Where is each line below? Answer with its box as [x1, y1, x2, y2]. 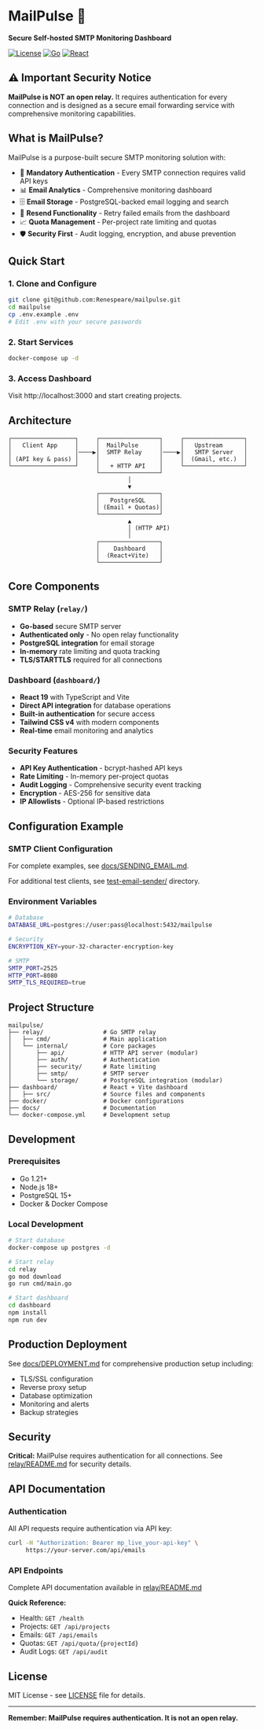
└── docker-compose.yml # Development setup [8, 1111, 170, 1119]
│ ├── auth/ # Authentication [8, 1056, 159, 1064]
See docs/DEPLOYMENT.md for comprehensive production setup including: [8, 1358, 254, 1368]
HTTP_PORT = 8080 [8, 971, 58, 979]
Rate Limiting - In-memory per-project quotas [19, 771, 169, 782]
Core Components [8, 580, 100, 593]
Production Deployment [8, 1338, 127, 1351]
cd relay [8, 1265, 37, 1273]
